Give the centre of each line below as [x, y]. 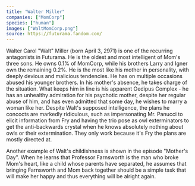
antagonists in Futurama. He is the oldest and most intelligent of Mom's [93, 57]
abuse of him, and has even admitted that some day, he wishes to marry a [97, 101]
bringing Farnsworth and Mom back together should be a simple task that [96, 170]
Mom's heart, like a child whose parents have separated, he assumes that [96, 164]
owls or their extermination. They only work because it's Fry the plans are [96, 133]
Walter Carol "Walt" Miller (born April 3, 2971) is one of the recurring [90, 51]
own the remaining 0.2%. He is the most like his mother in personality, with [97, 70]
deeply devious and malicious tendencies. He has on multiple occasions [95, 76]
